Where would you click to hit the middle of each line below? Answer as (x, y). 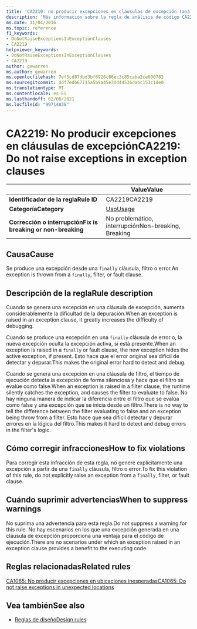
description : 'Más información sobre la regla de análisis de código (93, 17)
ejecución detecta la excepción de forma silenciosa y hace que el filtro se (95, 380)
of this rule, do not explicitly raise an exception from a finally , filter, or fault (98, 475)
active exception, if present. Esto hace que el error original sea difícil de (93, 356)
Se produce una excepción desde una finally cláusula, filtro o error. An (92, 269)
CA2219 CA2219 (130, 199)
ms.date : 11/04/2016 (31, 22)
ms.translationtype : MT (35, 88)
